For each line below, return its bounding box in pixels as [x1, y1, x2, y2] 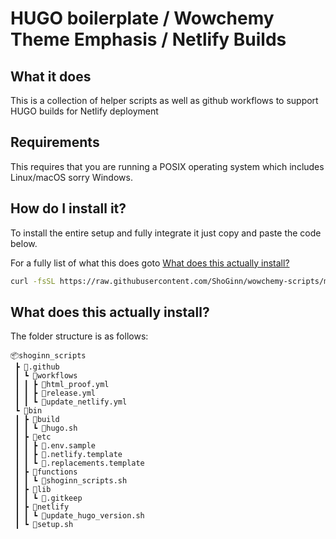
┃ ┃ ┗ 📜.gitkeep [14, 493, 83, 504]
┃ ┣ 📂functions [14, 467, 78, 477]
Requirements [10, 134, 100, 151]
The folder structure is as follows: [10, 330, 149, 342]
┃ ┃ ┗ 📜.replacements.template [14, 458, 145, 469]
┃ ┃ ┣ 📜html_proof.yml [14, 380, 110, 390]
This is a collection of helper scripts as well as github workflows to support [10, 95, 319, 106]
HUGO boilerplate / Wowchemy [10, 7, 275, 30]
